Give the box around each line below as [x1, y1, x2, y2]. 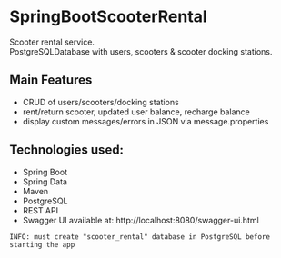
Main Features [9, 73, 93, 88]
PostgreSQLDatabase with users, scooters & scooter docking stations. [9, 45, 273, 56]
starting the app [9, 240, 75, 249]
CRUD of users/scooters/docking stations [22, 96, 179, 107]
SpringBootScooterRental [9, 6, 207, 27]
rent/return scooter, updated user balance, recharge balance [22, 106, 250, 117]
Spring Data [22, 175, 68, 187]
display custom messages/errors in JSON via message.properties [22, 115, 269, 126]
